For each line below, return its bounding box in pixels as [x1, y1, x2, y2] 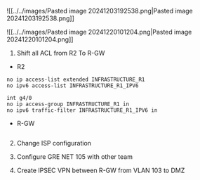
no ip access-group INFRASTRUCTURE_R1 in [6, 101, 130, 108]
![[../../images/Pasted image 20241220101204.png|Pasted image [6, 28, 192, 36]
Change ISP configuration [16, 139, 92, 147]
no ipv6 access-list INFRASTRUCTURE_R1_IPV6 [6, 82, 139, 89]
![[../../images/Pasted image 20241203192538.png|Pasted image [6, 7, 194, 15]
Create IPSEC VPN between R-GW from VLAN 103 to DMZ [16, 166, 185, 174]
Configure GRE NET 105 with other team [16, 153, 133, 161]
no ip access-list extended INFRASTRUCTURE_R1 [6, 76, 145, 83]
